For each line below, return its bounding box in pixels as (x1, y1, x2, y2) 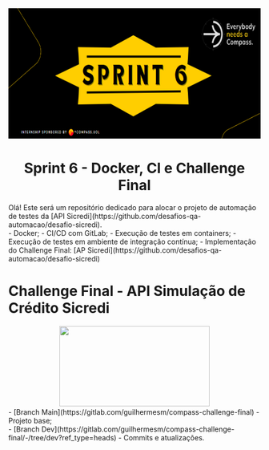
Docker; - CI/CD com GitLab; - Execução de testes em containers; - (13, 228, 237, 237)
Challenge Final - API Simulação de (8, 282, 246, 300)
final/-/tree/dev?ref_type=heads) (8, 432, 117, 442)
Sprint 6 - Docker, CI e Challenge (23, 160, 246, 177)
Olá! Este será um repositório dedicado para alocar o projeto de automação (8, 202, 257, 212)
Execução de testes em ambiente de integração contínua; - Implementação (8, 237, 256, 246)
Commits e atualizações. (123, 432, 205, 442)
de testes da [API (8, 211, 66, 221)
